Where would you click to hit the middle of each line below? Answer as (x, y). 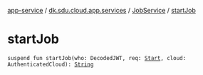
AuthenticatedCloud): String (51, 64)
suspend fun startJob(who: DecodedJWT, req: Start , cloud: (97, 58)
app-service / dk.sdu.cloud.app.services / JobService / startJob (101, 10)
